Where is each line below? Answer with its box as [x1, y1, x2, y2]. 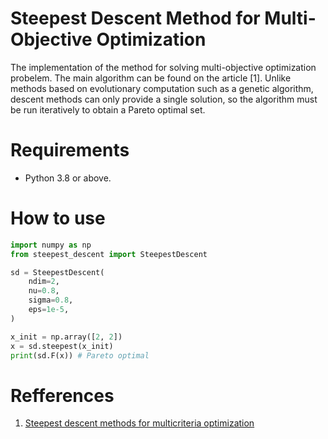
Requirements [10, 139, 130, 162]
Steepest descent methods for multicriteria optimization [24, 417, 255, 429]
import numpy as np [10, 240, 92, 250]
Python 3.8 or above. [24, 172, 112, 184]
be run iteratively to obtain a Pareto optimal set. [10, 103, 206, 116]
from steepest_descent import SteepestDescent [10, 249, 208, 259]
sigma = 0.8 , [28, 295, 74, 306]
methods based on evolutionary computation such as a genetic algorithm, [10, 82, 314, 94]
